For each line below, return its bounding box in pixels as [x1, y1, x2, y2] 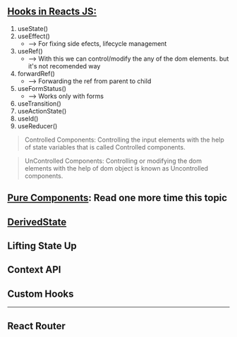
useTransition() [17, 99, 61, 108]
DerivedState [7, 216, 67, 228]
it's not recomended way [28, 61, 101, 70]
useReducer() [17, 121, 58, 130]
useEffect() [17, 32, 51, 40]
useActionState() [17, 106, 67, 115]
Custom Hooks [7, 288, 74, 300]
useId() [17, 114, 39, 123]
